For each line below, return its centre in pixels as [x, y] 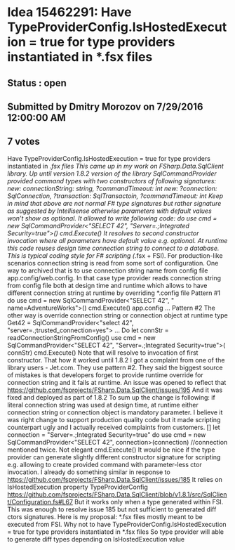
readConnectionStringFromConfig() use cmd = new [82, 337]
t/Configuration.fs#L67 [40, 502]
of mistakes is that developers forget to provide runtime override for [105, 375]
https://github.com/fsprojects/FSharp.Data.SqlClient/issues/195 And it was [115, 390]
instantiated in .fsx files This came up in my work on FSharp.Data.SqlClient [116, 166]
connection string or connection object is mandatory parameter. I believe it [115, 412]
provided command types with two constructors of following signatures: [112, 181]
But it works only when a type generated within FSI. [149, 502]
